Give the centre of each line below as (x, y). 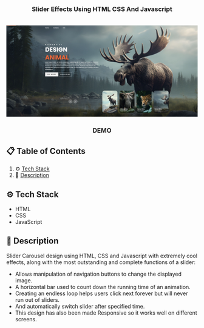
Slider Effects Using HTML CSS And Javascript (102, 9)
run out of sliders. (37, 299)
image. (24, 280)
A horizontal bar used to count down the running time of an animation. (103, 287)
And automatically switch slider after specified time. (80, 306)
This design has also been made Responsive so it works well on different (106, 313)
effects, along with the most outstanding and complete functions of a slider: (101, 262)
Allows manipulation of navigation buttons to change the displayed (98, 274)
